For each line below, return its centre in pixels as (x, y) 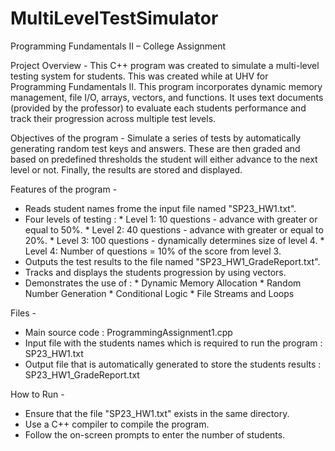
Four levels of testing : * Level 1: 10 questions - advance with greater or (171, 219)
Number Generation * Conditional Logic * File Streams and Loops (159, 293)
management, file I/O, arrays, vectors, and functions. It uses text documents (167, 97)
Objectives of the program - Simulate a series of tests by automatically (156, 138)
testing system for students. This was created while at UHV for (139, 76)
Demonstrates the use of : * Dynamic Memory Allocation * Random (163, 283)
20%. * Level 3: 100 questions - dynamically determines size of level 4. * (174, 240)
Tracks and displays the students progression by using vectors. (155, 272)
